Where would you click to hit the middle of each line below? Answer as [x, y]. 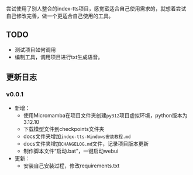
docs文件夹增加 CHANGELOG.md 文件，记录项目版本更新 [86, 143]
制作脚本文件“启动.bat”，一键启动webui [71, 151]
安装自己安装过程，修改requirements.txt [71, 166]
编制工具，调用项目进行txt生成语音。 [59, 57]
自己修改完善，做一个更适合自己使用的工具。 [60, 16]
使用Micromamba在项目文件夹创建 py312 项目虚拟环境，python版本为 [105, 115]
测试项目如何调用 [35, 49]
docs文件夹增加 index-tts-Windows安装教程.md [77, 136]
